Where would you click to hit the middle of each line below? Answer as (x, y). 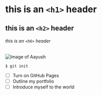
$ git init (17, 66)
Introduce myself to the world (43, 87)
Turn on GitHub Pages (36, 75)
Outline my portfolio (33, 81)
